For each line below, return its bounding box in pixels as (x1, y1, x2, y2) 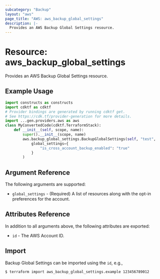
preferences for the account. (12, 196, 70, 202)
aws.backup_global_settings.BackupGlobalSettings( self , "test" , (22, 137, 156, 141)
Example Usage (5, 87, 54, 95)
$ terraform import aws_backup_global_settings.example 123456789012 (5, 269, 150, 274)
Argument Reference (5, 168, 70, 177)
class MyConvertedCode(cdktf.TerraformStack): (5, 123, 101, 128)
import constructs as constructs (5, 100, 73, 105)
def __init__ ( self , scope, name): (14, 128, 84, 133)
